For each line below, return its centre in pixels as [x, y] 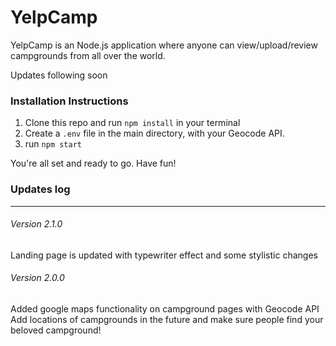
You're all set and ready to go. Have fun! [93, 163]
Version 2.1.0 [36, 224]
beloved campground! [56, 330]
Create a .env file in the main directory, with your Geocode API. [154, 133]
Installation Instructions [69, 101]
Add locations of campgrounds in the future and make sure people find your [167, 319]
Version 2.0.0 [37, 278]
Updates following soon [59, 75]
